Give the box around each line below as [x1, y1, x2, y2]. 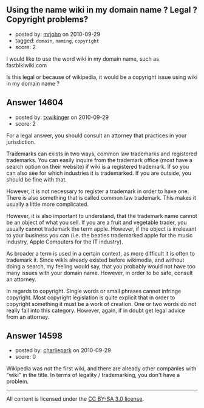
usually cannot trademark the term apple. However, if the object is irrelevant [6, 225, 197, 233]
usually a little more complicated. [6, 200, 89, 208]
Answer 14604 [6, 97, 64, 108]
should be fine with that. [6, 175, 67, 183]
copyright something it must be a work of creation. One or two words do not [6, 300, 197, 307]
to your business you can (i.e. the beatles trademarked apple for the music [6, 231, 193, 239]
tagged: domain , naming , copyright [15, 36, 100, 44]
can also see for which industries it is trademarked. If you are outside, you [6, 169, 192, 177]
